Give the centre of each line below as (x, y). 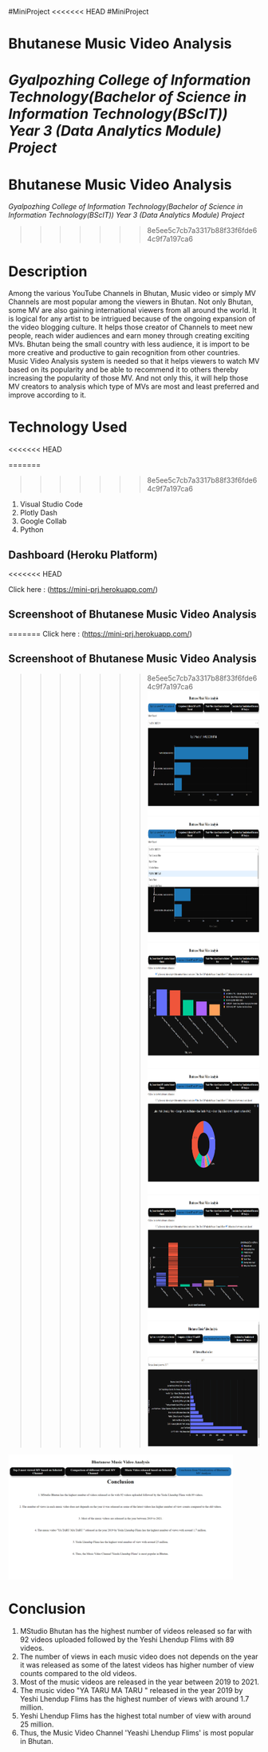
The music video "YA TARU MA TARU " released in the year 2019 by (131, 1690)
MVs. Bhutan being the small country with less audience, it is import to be (129, 344)
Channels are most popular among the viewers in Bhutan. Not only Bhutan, (131, 302)
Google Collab (43, 521)
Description (48, 271)
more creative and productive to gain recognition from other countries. (124, 353)
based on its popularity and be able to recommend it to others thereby (124, 369)
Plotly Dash (39, 513)
